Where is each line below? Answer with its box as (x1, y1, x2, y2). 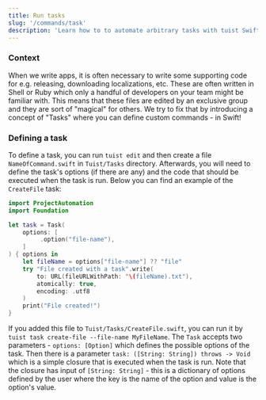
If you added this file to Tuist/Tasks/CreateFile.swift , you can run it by (8, 324, 243, 333)
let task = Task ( (8, 221, 66, 229)
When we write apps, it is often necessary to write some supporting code (8, 70, 248, 80)
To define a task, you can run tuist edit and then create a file (8, 150, 212, 159)
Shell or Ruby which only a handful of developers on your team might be (8, 87, 244, 97)
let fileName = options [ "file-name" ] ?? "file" (22, 258, 182, 266)
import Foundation (8, 207, 69, 215)
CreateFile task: (8, 184, 62, 193)
